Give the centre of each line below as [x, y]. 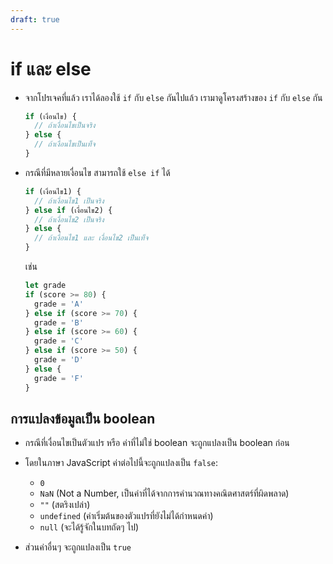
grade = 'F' [59, 378]
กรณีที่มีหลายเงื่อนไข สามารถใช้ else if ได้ [97, 172]
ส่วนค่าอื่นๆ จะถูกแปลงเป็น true [78, 547]
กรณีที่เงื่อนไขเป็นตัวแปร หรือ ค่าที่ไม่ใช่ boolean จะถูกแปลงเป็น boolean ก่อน [157, 443]
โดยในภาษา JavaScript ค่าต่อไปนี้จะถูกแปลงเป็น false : [121, 463]
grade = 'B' [59, 322]
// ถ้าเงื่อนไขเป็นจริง [65, 126]
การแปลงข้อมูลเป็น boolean [83, 418]
